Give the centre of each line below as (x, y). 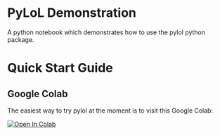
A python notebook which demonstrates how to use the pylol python (106, 32)
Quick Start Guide (60, 68)
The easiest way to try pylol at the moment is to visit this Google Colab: (110, 111)
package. (21, 39)
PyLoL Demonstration (72, 13)
